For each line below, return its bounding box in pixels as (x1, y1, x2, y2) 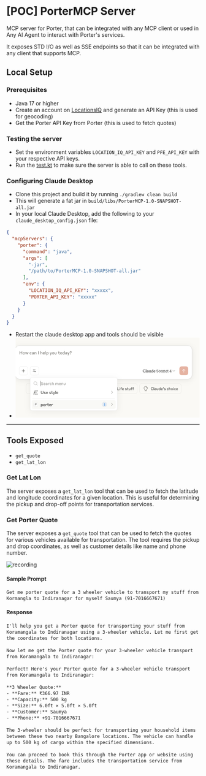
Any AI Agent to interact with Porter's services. (6, 31, 125, 38)
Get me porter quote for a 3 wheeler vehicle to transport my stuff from (6, 590, 199, 596)
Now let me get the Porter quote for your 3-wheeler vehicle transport (6, 647, 193, 653)
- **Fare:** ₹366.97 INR (6, 690, 70, 696)
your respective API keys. (15, 154, 80, 162)
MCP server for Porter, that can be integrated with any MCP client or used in (6, 25, 199, 32)
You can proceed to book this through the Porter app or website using (6, 751, 193, 758)
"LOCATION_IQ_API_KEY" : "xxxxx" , (28, 287, 114, 294)
